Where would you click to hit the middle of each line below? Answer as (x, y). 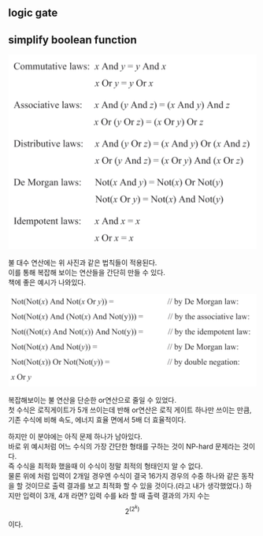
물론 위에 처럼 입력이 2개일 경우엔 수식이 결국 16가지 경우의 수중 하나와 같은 (124, 475)
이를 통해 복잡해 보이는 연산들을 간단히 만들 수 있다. (87, 273)
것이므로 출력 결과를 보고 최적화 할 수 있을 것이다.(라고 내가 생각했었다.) (134, 486)
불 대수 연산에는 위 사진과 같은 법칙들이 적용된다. (83, 262)
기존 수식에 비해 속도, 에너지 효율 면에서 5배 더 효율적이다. (97, 419)
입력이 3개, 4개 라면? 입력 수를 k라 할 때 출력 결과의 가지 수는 (116, 495)
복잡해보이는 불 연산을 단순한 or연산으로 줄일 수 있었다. (93, 400)
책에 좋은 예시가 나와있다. (47, 282)
